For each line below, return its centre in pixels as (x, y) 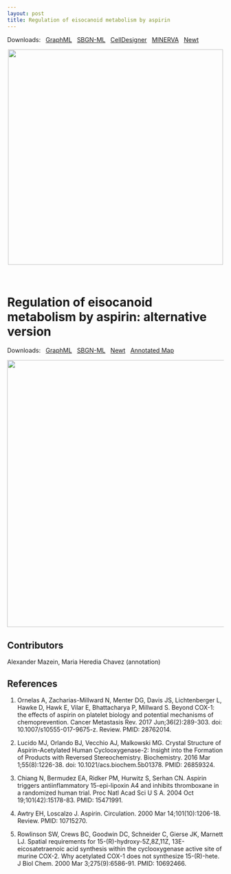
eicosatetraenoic (41, 849)
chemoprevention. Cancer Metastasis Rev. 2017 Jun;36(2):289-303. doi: (120, 722)
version (29, 331)
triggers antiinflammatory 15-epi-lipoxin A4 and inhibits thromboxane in (118, 786)
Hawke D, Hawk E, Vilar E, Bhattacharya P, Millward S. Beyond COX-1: (116, 708)
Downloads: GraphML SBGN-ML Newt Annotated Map (90, 350)
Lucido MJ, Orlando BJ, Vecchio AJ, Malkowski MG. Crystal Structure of (119, 743)
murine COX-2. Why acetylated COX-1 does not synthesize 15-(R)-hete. (118, 856)
